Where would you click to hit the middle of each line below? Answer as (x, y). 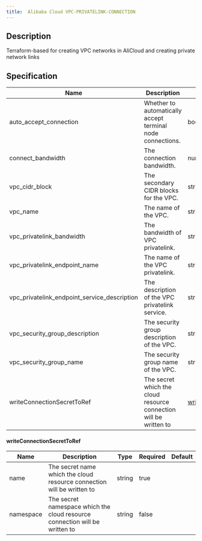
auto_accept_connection (44, 122)
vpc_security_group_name (46, 362)
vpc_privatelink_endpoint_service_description (74, 298)
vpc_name (24, 211)
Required (152, 457)
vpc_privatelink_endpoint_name (54, 265)
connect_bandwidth (38, 158)
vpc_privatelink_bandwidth (47, 237)
